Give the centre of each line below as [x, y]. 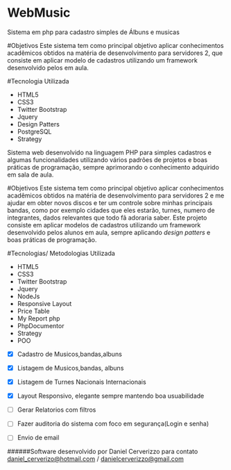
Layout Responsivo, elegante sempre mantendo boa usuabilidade [111, 396]
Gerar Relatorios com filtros [57, 410]
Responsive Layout [44, 303]
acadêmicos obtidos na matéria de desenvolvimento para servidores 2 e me [116, 195]
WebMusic [39, 13]
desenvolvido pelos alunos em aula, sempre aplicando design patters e [109, 232]
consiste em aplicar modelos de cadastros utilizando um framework [104, 225]
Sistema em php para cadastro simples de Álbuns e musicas [94, 32]
